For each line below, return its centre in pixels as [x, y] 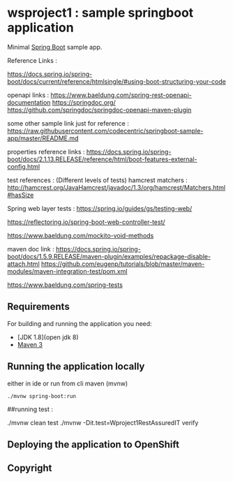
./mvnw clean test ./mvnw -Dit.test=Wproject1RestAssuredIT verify [103, 422]
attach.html [23, 264]
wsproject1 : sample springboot [100, 13]
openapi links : [28, 95]
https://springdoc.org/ [84, 102]
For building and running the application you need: [80, 323]
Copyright [30, 468]
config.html [24, 166]
